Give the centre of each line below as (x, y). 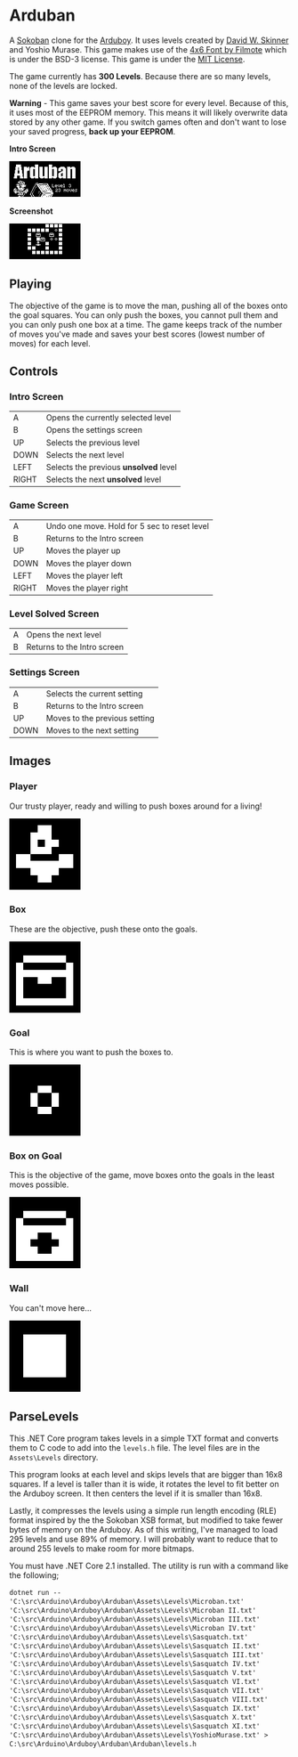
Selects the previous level (93, 443)
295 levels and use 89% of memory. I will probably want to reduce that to (144, 1539)
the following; (34, 1575)
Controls (34, 372)
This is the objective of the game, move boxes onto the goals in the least (142, 1175)
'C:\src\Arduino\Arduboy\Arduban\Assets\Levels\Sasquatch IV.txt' (135, 1663)
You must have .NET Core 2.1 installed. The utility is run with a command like (149, 1566)
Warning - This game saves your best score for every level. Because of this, (149, 102)
